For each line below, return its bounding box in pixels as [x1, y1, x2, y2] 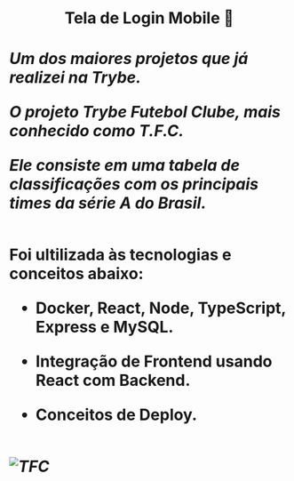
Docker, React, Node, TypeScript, [35, 298, 287, 318]
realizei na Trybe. [9, 68, 142, 88]
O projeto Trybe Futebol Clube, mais [9, 102, 282, 123]
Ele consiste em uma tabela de [9, 156, 240, 176]
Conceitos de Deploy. [35, 405, 198, 425]
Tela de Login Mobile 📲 [64, 8, 234, 28]
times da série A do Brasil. [9, 193, 207, 213]
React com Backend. [35, 371, 191, 390]
